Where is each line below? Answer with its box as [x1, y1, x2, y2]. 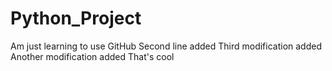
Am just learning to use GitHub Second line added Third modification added [10, 40, 322, 52]
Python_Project [10, 7, 142, 30]
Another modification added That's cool [10, 50, 175, 62]
